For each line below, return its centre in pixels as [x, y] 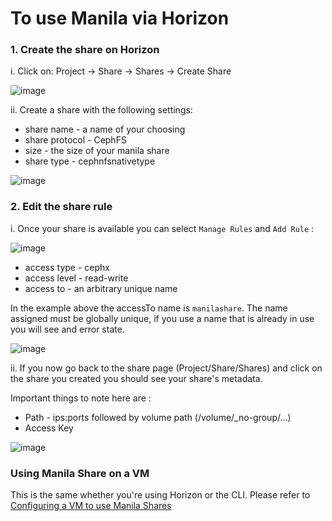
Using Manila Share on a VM [80, 473]
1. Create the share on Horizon [85, 50]
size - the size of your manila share [97, 151]
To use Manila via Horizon [120, 18]
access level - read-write [76, 278]
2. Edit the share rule [61, 207]
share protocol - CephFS [75, 140]
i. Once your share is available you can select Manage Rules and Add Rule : [162, 228]
